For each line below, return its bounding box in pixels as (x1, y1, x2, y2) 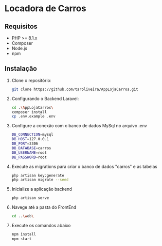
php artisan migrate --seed (11, 178, 69, 182)
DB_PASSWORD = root (11, 155, 47, 160)
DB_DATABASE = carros (11, 146, 52, 150)
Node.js (11, 46, 28, 51)
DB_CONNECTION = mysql (11, 132, 54, 137)
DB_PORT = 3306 (11, 141, 38, 146)
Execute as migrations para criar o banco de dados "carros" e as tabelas (11, 164, 158, 169)
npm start (11, 236, 32, 241)
